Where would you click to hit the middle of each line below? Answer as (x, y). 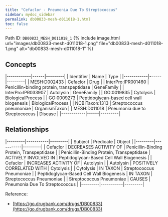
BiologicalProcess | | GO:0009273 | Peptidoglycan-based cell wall (73, 98)
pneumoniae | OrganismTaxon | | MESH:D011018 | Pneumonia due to (75, 109)
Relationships (27, 130)
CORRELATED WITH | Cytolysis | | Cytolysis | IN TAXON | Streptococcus (80, 168)
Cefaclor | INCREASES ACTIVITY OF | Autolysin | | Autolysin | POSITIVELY (81, 163)
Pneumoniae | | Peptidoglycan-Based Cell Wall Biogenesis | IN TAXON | (79, 173)
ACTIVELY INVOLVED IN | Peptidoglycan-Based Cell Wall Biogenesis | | (78, 157)
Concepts (21, 64)
